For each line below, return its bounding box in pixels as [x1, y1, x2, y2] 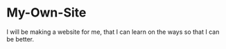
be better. [6, 35, 35, 43]
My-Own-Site [6, 5, 87, 21]
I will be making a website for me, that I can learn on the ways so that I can [6, 28, 220, 36]
